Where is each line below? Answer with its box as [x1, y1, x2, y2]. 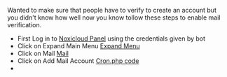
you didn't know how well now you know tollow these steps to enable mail [7, 13, 221, 22]
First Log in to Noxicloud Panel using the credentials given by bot [17, 34, 205, 43]
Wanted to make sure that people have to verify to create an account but [7, 6, 217, 14]
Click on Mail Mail [17, 49, 69, 57]
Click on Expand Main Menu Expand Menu [17, 42, 140, 50]
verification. [7, 21, 42, 29]
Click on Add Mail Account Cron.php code [17, 57, 139, 65]
